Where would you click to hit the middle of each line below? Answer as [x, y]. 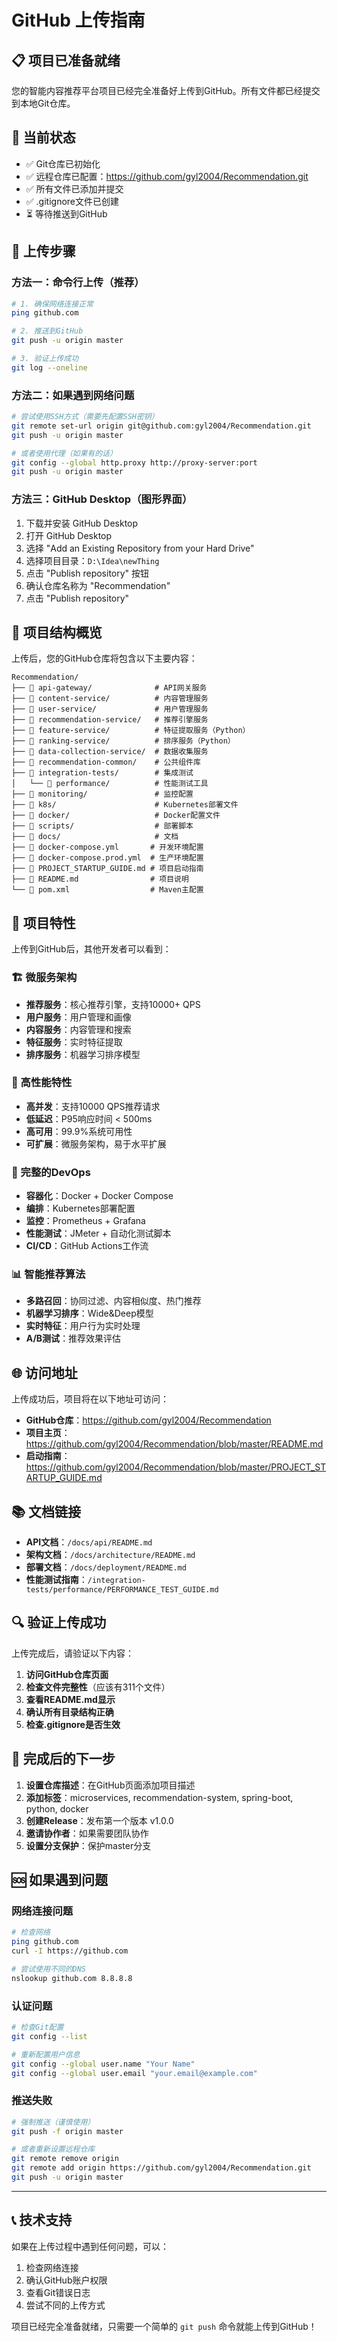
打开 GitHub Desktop [69, 535]
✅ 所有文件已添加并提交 [74, 188]
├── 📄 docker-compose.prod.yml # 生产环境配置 [107, 858]
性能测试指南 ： [56, 1580]
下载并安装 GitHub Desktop [82, 523]
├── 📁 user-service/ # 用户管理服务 [110, 709]
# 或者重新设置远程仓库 [53, 2149]
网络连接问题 [42, 1911]
